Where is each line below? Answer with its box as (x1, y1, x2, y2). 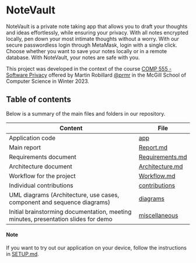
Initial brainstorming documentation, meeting (9, 207, 132, 216)
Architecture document (9, 162, 72, 170)
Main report (9, 143, 41, 151)
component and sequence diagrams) (9, 198, 111, 206)
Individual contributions (9, 181, 74, 189)
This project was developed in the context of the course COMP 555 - (6, 65, 172, 72)
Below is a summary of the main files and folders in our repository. (6, 110, 166, 117)
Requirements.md (138, 153, 187, 161)
